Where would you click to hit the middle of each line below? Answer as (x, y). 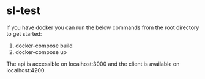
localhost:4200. (26, 70)
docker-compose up (41, 52)
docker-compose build (44, 46)
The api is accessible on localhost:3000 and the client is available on (93, 64)
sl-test (24, 11)
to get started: (24, 33)
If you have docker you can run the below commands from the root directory (103, 27)
